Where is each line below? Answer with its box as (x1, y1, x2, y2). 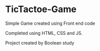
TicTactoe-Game (5, 4, 77, 15)
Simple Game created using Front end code (5, 20, 95, 26)
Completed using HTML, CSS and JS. (5, 30, 83, 36)
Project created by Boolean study (5, 39, 74, 46)
